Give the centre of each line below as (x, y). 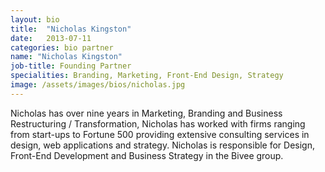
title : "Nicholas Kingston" (71, 29)
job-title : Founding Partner (71, 66)
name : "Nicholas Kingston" (66, 57)
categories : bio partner (62, 47)
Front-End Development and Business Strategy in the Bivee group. (147, 155)
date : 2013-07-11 (51, 38)
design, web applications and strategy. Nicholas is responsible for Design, (163, 145)
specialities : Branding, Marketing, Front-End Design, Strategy (147, 76)
